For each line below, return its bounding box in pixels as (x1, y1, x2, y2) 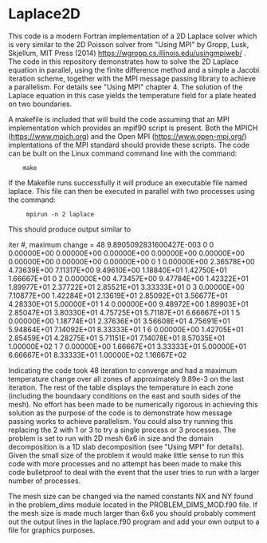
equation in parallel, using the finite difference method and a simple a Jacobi (8, 65, 260, 74)
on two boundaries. (8, 99, 73, 109)
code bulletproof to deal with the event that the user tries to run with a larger (8, 467, 260, 477)
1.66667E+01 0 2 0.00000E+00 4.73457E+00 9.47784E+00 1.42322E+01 (8, 273, 249, 283)
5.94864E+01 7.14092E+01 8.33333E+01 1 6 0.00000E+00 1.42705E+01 (8, 324, 244, 334)
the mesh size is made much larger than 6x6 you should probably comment (8, 508, 257, 517)
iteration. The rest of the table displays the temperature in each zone (8, 382, 234, 392)
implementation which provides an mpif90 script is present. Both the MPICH (8, 123, 258, 133)
